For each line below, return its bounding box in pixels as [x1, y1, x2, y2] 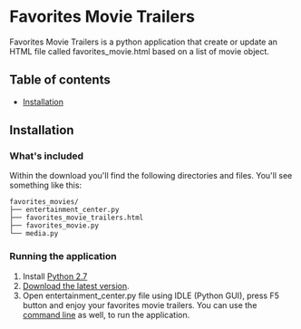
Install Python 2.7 [22, 270, 88, 282]
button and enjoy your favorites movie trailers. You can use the [22, 299, 257, 310]
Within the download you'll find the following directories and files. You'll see [9, 170, 293, 181]
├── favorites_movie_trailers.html [9, 213, 144, 223]
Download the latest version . [22, 280, 130, 291]
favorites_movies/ [9, 198, 79, 207]
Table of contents [9, 73, 111, 88]
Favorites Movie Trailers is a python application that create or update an [9, 36, 278, 47]
